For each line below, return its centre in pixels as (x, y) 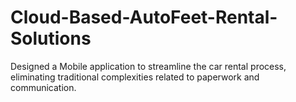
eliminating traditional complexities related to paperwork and (135, 77)
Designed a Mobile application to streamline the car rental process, (148, 66)
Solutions (51, 38)
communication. (43, 87)
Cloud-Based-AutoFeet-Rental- (144, 17)
